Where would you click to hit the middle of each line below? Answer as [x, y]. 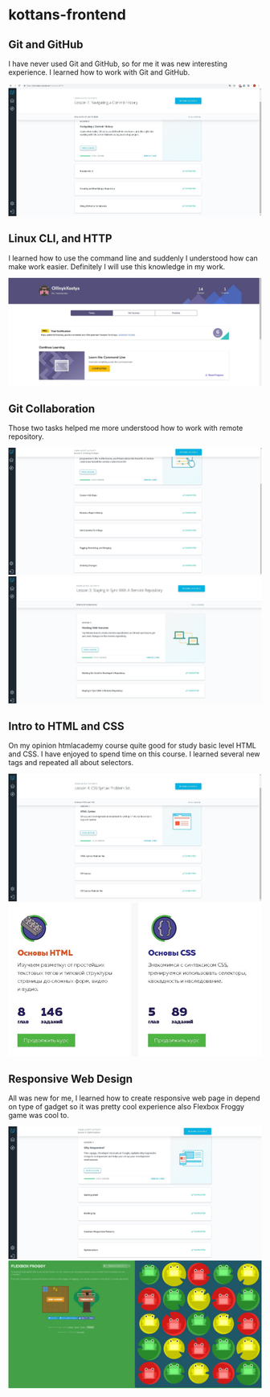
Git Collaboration [52, 409]
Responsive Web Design [71, 1079]
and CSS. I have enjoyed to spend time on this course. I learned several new [134, 754]
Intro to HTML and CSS [66, 726]
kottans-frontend [67, 15]
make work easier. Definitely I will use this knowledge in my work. [117, 266]
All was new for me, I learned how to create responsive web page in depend [134, 1098]
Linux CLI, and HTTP [60, 239]
